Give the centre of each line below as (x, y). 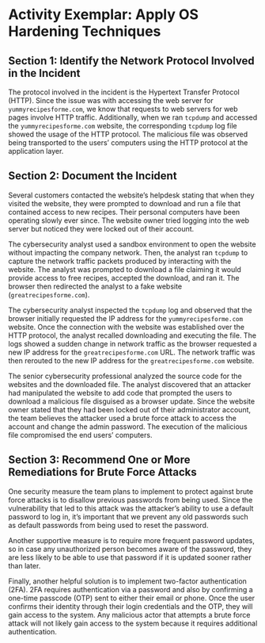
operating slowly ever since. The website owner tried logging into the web (129, 220)
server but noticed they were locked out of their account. (101, 228)
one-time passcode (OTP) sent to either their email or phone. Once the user (132, 598)
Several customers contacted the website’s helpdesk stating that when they (131, 195)
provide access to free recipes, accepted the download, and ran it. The (124, 277)
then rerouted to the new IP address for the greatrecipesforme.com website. (131, 360)
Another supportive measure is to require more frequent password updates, (132, 540)
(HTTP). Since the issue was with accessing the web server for (111, 100)
